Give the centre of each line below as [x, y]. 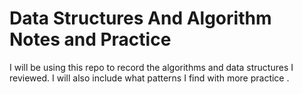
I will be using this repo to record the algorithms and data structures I [151, 67]
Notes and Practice [90, 39]
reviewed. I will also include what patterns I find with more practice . [149, 78]
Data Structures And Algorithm [140, 18]
